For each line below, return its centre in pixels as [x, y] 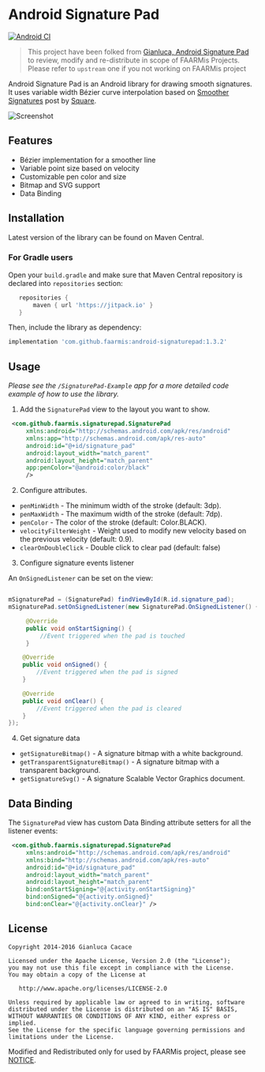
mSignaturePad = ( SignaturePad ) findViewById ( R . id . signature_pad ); [121, 600]
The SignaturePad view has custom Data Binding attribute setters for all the [130, 822]
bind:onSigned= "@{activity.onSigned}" [90, 897]
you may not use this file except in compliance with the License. [121, 968]
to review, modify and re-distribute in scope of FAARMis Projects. [134, 60]
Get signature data [50, 738]
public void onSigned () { [65, 665]
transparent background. [60, 770]
